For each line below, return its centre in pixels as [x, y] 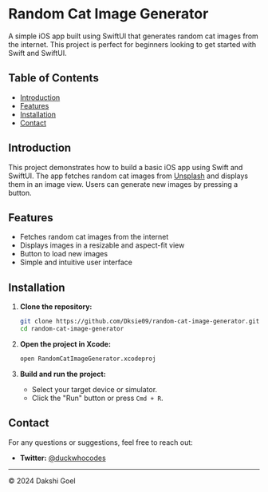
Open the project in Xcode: [65, 343]
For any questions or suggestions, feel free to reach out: [100, 442]
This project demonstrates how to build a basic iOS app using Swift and [126, 167]
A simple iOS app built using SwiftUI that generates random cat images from [134, 36]
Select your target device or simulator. [95, 389]
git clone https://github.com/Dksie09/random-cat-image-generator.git [140, 321]
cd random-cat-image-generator [72, 329]
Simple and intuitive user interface [76, 262]
